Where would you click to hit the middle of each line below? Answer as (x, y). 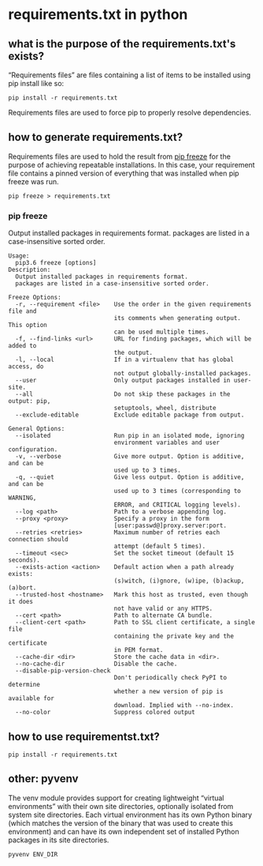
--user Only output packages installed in (123, 381)
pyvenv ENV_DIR (33, 854)
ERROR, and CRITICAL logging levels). (178, 505)
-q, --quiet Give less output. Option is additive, (130, 477)
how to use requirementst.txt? (84, 736)
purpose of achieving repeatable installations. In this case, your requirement (131, 164)
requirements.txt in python (98, 15)
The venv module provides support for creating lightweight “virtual (116, 798)
